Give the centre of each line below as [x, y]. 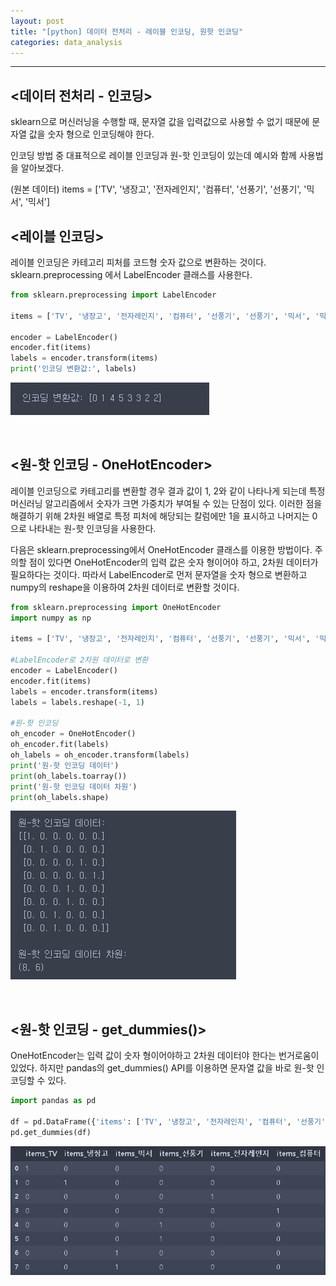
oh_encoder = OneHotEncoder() [73, 734]
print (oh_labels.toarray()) [69, 776]
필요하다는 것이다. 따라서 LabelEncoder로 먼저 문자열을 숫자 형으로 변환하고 [159, 574]
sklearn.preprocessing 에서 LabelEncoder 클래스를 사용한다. [131, 274]
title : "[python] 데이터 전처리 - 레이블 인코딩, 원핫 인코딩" [127, 31]
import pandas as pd [53, 1101]
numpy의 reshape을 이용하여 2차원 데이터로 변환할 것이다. [125, 587]
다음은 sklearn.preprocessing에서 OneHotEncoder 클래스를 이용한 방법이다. [161, 549]
